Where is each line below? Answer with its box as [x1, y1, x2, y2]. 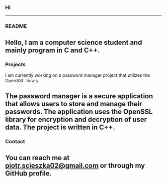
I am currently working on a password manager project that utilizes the [5, 72, 150, 78]
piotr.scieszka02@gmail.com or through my [5, 161, 145, 170]
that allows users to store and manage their [5, 100, 143, 108]
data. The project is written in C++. [5, 123, 115, 132]
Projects [5, 61, 26, 68]
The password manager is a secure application [5, 92, 153, 101]
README [5, 23, 27, 30]
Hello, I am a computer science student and [5, 38, 143, 46]
